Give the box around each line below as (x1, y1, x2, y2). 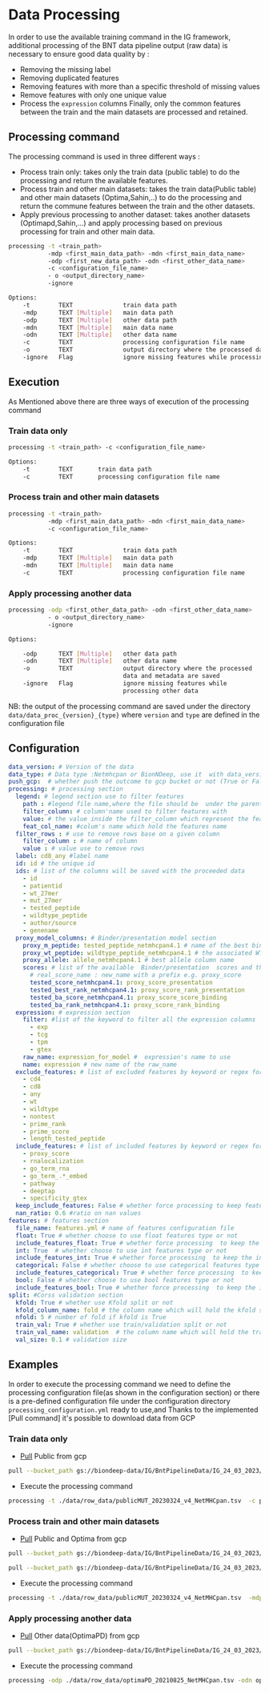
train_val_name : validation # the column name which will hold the (15, 1329, 249, 1337)
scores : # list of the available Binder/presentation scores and (22, 964, 252, 972)
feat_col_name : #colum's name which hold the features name (22, 822, 227, 830)
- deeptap (22, 1187, 56, 1195)
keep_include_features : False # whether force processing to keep (15, 1202, 242, 1210)
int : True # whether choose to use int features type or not (15, 1246, 227, 1254)
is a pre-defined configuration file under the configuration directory (8, 1396, 231, 1405)
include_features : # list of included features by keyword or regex (15, 1142, 249, 1150)
